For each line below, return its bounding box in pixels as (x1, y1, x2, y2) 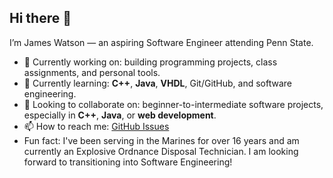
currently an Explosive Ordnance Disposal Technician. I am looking (23, 145, 299, 157)
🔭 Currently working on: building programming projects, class (23, 56, 278, 68)
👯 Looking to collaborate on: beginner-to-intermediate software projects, (23, 98, 324, 110)
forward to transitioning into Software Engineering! (23, 156, 233, 168)
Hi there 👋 (9, 10, 72, 27)
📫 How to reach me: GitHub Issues (23, 120, 170, 132)
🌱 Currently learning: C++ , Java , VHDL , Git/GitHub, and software (23, 77, 293, 89)
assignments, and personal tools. (23, 66, 161, 78)
